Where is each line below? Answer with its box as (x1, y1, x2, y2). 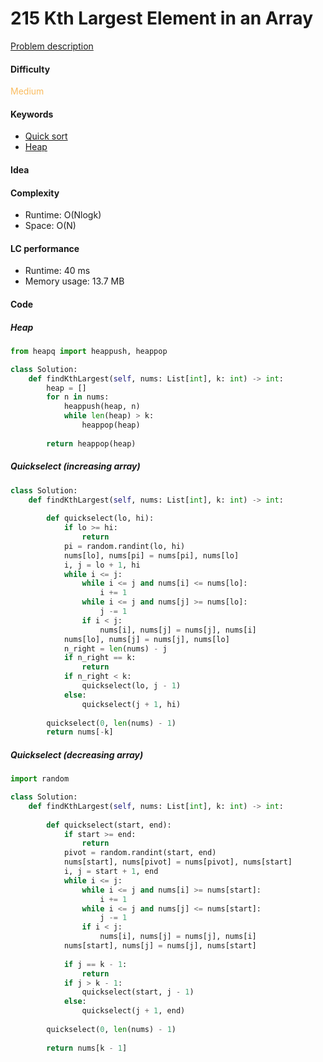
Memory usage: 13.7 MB (24, 275, 125, 287)
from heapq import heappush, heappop (10, 346, 168, 356)
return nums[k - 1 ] (46, 1043, 128, 1053)
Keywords (10, 108, 54, 120)
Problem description (10, 40, 94, 52)
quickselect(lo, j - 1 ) (81, 681, 182, 691)
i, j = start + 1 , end (63, 867, 159, 877)
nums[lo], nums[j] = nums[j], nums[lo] (63, 634, 230, 644)
